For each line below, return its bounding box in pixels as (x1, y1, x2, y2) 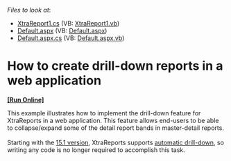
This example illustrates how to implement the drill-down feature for (7, 108, 201, 117)
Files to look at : (7, 6, 51, 14)
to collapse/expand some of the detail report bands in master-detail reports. (7, 124, 224, 132)
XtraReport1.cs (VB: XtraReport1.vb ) (17, 19, 120, 27)
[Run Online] (7, 95, 44, 104)
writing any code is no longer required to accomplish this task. (7, 145, 185, 154)
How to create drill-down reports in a (7, 58, 223, 74)
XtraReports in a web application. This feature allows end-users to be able (7, 116, 219, 124)
